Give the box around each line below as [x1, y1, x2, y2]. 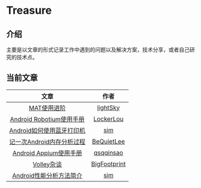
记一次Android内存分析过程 [9, 138, 86, 146]
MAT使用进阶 [29, 103, 66, 112]
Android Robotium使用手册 [10, 115, 85, 123]
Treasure [6, 4, 52, 17]
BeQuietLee [92, 137, 126, 145]
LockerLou [93, 115, 124, 123]
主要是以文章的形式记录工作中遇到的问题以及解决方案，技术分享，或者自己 [6, 46, 190, 53]
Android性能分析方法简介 [12, 171, 83, 180]
